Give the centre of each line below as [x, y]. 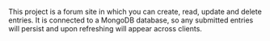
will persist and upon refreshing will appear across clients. [105, 29]
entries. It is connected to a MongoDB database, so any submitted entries [131, 20]
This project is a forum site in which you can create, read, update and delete [135, 12]
